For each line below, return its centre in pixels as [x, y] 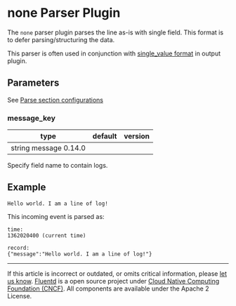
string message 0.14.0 [48, 148]
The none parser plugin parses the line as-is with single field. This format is [115, 32]
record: [19, 248]
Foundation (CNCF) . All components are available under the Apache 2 [108, 288]
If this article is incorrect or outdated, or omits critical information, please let [117, 273]
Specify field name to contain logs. [58, 166]
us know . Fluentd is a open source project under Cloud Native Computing [113, 281]
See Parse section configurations [55, 100]
